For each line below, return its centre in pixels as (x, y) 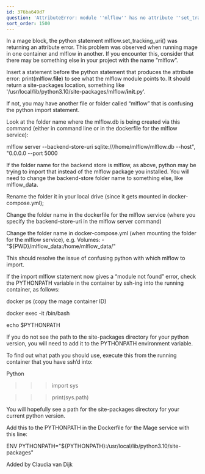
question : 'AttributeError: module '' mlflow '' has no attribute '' (94, 18)
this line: (17, 434)
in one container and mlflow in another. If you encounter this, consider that (100, 54)
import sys (65, 386)
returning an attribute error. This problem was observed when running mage (102, 47)
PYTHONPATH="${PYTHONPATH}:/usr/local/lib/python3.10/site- (100, 446)
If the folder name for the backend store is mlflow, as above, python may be (101, 165)
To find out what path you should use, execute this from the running (92, 355)
